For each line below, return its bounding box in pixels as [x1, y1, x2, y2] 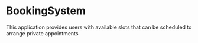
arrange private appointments [6, 29, 79, 37]
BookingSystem [6, 4, 86, 18]
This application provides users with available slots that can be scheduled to [6, 24, 192, 31]
